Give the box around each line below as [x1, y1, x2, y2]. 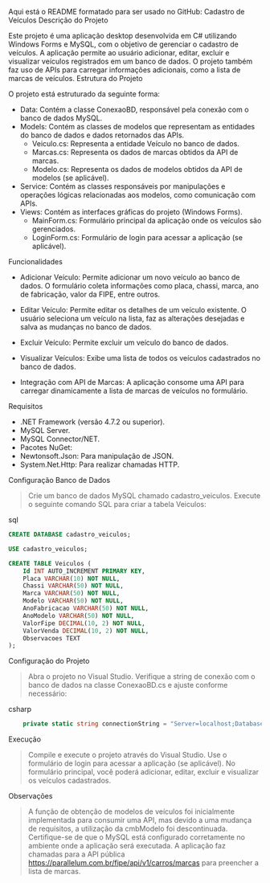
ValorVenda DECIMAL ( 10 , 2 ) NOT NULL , [22, 627, 149, 635]
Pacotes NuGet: [19, 443, 72, 452]
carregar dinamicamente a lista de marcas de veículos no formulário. [19, 386, 248, 395]
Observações [8, 791, 53, 801]
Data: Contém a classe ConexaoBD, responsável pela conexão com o [19, 104, 249, 114]
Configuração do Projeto [8, 656, 90, 666]
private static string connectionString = [22, 720, 167, 728]
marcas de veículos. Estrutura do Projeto [8, 74, 143, 83]
